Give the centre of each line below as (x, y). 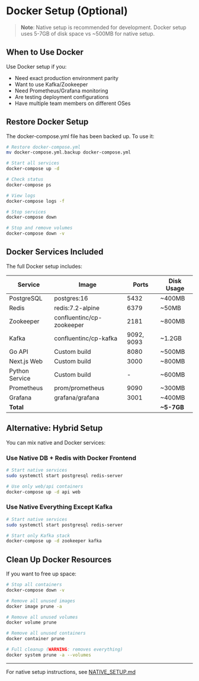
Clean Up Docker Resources (59, 559)
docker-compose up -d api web (44, 492)
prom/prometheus (79, 388)
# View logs (21, 196)
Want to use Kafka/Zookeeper (51, 84)
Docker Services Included (55, 252)
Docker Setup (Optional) (67, 11)
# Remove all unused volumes (42, 617)
